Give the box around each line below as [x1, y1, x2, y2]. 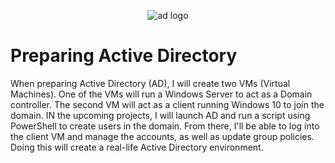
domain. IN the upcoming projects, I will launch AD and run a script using [10, 109, 311, 121]
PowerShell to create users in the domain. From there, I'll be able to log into [10, 120, 320, 132]
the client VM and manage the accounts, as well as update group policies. [10, 130, 315, 142]
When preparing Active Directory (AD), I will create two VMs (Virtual [10, 77, 291, 89]
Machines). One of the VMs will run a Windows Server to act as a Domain [10, 88, 313, 100]
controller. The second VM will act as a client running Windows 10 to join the [10, 98, 325, 110]
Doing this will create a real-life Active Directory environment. [10, 141, 264, 153]
